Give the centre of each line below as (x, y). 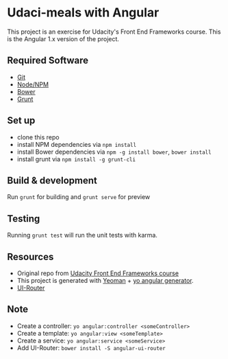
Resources (30, 256)
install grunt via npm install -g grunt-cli (76, 159)
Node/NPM (33, 84)
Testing (24, 219)
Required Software (48, 61)
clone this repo (38, 137)
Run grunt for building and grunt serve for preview (79, 197)
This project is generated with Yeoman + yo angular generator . (105, 280)
